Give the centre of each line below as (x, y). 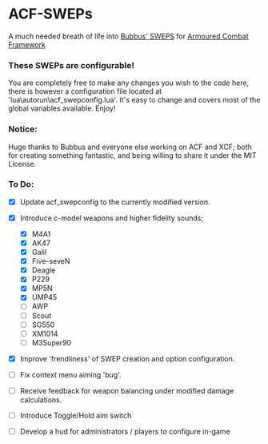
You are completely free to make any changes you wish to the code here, (129, 83)
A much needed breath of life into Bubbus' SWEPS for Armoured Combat (129, 36)
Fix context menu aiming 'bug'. (70, 374)
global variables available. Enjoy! (62, 108)
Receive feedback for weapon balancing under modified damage (127, 390)
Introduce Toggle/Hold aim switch (76, 415)
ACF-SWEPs (51, 14)
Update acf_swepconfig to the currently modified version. (115, 202)
